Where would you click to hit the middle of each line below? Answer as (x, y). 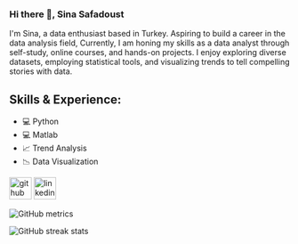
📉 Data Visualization (60, 162)
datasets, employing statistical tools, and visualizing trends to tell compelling (149, 62)
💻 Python (40, 122)
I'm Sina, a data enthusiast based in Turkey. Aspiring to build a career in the (148, 34)
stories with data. (41, 71)
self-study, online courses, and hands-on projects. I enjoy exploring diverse (148, 53)
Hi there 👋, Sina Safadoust (67, 14)
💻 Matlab (40, 135)
